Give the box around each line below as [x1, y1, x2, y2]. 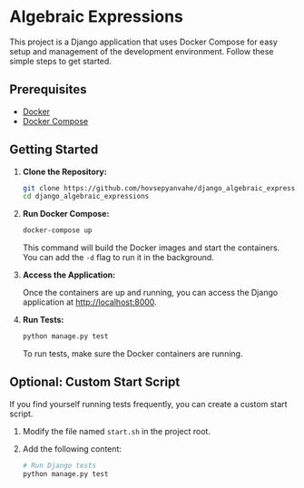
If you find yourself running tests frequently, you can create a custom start [9, 398, 288, 409]
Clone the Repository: [22, 166, 107, 177]
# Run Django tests [22, 461, 97, 470]
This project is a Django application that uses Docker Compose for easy [9, 36, 279, 47]
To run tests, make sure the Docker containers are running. [22, 348, 243, 359]
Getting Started [9, 142, 99, 158]
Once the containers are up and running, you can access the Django [22, 288, 279, 298]
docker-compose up [22, 226, 93, 235]
